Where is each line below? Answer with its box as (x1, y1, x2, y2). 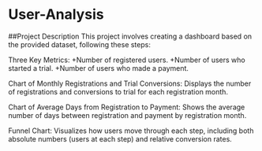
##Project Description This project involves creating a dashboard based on (8, 31, 253, 41)
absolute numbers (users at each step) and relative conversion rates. (8, 134, 233, 143)
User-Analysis (8, 6, 104, 24)
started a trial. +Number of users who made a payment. (8, 63, 189, 72)
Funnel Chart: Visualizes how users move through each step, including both (8, 126, 254, 135)
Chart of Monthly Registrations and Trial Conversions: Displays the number (8, 79, 252, 88)
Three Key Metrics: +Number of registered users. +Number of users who (8, 55, 246, 64)
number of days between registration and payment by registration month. (8, 110, 247, 120)
